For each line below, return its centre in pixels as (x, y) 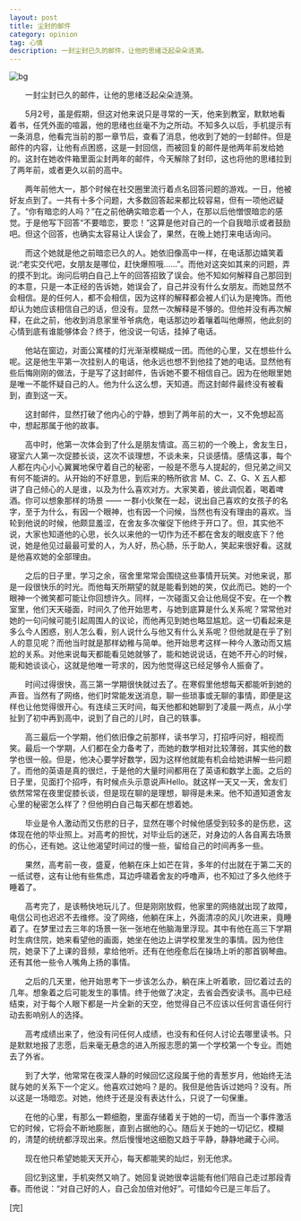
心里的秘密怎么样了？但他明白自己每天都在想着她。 (103, 804)
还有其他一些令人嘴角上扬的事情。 (72, 962)
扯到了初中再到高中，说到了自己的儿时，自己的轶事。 (107, 718)
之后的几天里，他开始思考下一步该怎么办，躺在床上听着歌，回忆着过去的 (158, 982)
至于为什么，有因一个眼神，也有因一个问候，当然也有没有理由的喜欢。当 (158, 512)
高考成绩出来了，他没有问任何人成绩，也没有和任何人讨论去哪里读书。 (154, 1034)
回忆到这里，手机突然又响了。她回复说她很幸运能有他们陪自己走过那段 (154, 1178)
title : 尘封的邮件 (40, 26)
